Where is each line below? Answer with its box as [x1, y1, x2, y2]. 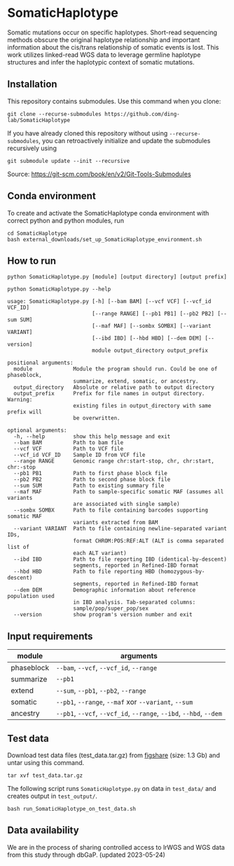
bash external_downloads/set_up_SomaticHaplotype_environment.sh [7, 236, 202, 243]
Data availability [7, 825, 79, 837]
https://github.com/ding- [104, 110, 180, 117]
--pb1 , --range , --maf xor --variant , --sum [55, 697, 193, 707]
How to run [7, 255, 57, 267]
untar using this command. [7, 759, 85, 766]
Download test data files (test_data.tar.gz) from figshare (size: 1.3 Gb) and [7, 751, 221, 759]
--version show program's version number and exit [13, 611, 193, 618]
